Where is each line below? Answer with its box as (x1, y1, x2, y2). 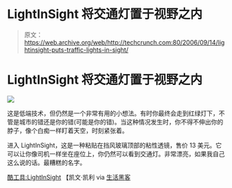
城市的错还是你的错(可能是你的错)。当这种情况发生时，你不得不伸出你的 (19, 117, 224, 126)
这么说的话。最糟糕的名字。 (7, 158, 86, 167)
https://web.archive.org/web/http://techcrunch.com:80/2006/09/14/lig (23, 38, 225, 46)
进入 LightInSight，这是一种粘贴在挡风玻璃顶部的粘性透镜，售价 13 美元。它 (7, 141, 222, 149)
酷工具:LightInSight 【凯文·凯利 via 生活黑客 (7, 173, 131, 181)
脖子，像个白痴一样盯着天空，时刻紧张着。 (7, 126, 128, 135)
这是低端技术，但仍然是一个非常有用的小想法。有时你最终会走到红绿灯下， (7, 109, 219, 117)
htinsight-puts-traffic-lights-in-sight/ (23, 46, 129, 54)
